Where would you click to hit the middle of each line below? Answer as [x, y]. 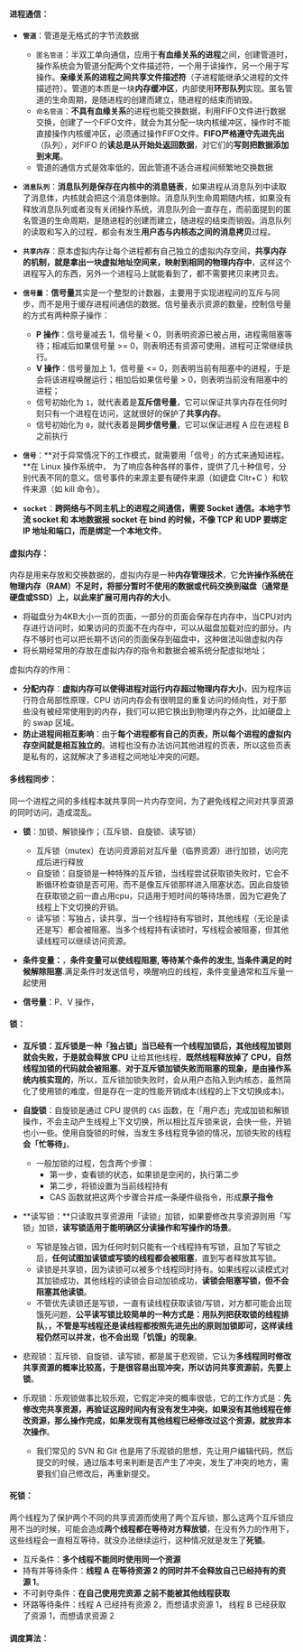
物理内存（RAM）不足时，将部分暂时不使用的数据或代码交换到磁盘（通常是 [149, 586]
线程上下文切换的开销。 [79, 906]
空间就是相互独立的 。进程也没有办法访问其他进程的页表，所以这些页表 [161, 746]
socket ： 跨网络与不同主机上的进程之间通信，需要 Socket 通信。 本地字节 [156, 508]
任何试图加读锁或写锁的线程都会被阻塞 [123, 1258]
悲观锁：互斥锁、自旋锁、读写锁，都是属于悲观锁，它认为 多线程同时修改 [156, 1356]
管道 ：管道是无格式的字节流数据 [81, 35]
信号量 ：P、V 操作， [60, 1001]
